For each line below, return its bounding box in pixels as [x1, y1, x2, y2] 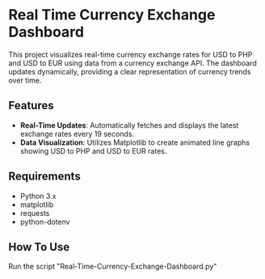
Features [8, 99, 54, 112]
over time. [8, 75, 42, 85]
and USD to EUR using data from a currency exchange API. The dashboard [8, 58, 257, 68]
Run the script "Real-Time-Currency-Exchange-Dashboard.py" [8, 261, 217, 272]
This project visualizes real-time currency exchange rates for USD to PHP [8, 49, 253, 59]
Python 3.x [19, 191, 57, 201]
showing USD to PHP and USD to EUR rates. [19, 146, 167, 155]
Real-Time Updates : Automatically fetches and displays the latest [19, 120, 239, 130]
